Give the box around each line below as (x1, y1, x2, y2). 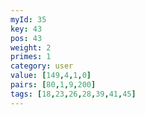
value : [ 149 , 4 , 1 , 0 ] (10, 71, 92, 81)
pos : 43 (10, 33, 43, 43)
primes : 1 (10, 52, 52, 62)
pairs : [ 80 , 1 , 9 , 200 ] (10, 80, 97, 90)
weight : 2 (10, 42, 52, 53)
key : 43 (10, 24, 43, 34)
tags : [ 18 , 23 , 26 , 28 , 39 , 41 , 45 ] (10, 89, 137, 99)
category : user (10, 61, 74, 71)
